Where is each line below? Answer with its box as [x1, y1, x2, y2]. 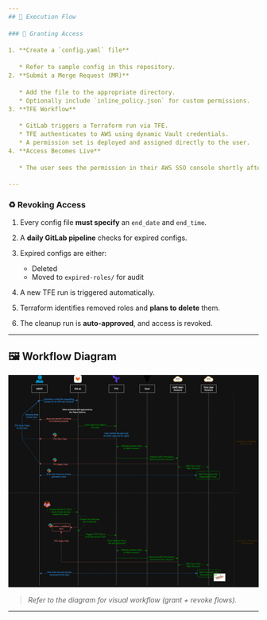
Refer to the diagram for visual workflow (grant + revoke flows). [27, 595, 237, 604]
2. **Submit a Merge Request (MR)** [8, 72, 130, 79]
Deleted [31, 263, 58, 273]
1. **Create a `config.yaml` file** [8, 46, 130, 55]
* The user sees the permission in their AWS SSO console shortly [18, 164, 244, 172]
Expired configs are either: [19, 248, 107, 258]
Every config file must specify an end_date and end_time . [19, 217, 207, 227]
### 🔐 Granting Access [8, 29, 83, 37]
